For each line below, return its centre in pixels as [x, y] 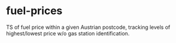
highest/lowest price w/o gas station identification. [68, 33]
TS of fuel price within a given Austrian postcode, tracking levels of [88, 27]
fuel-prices [34, 11]
